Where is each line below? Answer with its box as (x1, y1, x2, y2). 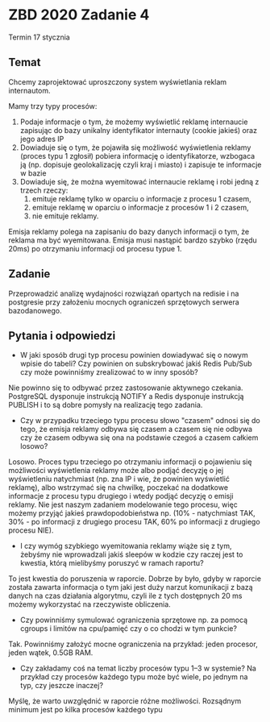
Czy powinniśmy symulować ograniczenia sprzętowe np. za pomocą (19, 615, 248, 625)
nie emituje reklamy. (31, 211, 99, 221)
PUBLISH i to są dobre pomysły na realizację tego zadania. (8, 400, 203, 410)
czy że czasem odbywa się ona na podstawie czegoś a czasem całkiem (19, 433, 259, 442)
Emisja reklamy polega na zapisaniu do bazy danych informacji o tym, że (8, 226, 250, 236)
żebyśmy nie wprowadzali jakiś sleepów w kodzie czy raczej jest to (19, 550, 243, 559)
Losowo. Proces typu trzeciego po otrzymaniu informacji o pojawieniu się (8, 457, 252, 467)
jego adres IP (19, 134, 64, 143)
